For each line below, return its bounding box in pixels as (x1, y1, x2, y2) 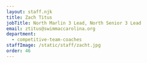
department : (6, 31, 36, 37)
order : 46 (6, 48, 31, 54)
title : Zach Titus (6, 14, 52, 20)
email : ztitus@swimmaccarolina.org (6, 25, 96, 32)
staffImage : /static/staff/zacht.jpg (6, 43, 101, 49)
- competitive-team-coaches (11, 37, 83, 43)
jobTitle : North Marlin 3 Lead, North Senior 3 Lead (6, 20, 142, 26)
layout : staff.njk (6, 8, 52, 15)
